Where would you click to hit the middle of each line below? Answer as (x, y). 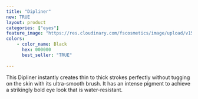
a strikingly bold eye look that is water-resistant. (64, 90)
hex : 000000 (36, 50)
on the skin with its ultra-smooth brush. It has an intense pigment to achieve (98, 83)
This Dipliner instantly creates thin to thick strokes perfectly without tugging (98, 77)
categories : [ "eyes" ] (33, 28)
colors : (16, 39)
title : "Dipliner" (29, 11)
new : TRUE (18, 17)
